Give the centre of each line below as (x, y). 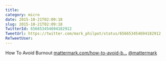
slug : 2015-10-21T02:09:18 (34, 24)
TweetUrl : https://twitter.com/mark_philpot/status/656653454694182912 (83, 34)
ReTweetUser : (19, 39)
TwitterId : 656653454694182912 (39, 29)
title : (12, 10)
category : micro (22, 15)
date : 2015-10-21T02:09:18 (34, 19)
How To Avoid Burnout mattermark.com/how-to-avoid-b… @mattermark (81, 53)
